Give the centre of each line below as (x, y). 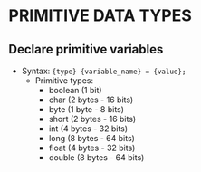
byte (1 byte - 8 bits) (86, 109)
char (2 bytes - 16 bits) (91, 100)
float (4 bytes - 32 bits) (92, 148)
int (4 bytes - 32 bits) (88, 129)
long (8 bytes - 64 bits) (91, 138)
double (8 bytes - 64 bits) (96, 158)
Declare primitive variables (86, 49)
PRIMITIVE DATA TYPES (100, 16)
